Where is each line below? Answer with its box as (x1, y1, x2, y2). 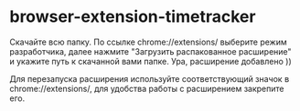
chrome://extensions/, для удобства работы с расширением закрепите (9, 83, 284, 94)
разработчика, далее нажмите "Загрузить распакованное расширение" (9, 45, 292, 56)
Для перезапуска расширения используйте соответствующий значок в (9, 73, 290, 84)
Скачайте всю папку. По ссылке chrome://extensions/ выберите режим (9, 36, 288, 47)
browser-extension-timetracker (9, 6, 256, 27)
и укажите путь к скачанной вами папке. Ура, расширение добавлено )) (9, 55, 292, 66)
